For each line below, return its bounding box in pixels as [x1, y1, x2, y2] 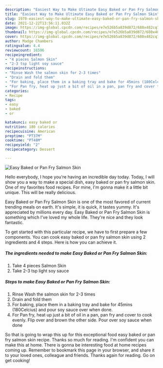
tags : [5, 98, 16, 103]
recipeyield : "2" [5, 142, 40, 147]
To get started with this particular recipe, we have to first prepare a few [5, 229, 147, 235]
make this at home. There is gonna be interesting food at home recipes [5, 342, 147, 348]
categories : [5, 88, 29, 93]
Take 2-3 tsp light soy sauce [12, 268, 69, 274]
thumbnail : [5, 30, 27, 35]
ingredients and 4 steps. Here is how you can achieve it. [5, 239, 117, 245]
